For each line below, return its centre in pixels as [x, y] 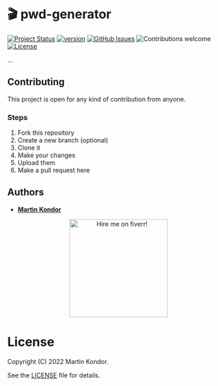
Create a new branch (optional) [63, 140]
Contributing [36, 82]
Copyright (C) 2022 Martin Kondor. [58, 361]
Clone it [29, 148]
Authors [26, 192]
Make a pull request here [54, 170]
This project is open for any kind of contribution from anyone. [97, 99]
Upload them [36, 163]
